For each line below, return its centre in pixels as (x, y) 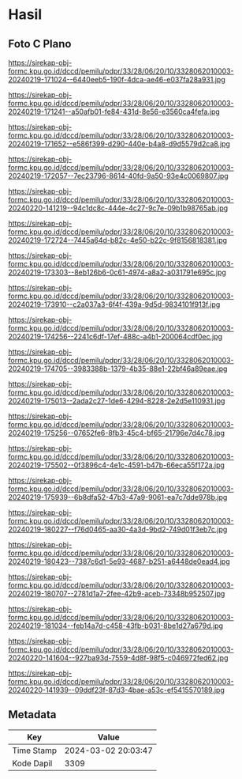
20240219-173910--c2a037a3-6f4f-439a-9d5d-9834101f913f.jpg (114, 304)
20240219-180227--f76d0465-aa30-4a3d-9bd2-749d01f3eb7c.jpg (118, 529)
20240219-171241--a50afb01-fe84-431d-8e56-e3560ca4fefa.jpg (114, 112)
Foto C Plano (40, 44)
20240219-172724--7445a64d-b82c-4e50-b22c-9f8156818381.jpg (117, 240)
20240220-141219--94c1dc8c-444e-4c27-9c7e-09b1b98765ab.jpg (118, 208)
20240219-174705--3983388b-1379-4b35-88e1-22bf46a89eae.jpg (118, 369)
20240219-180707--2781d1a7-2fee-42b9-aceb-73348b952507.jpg (117, 594)
